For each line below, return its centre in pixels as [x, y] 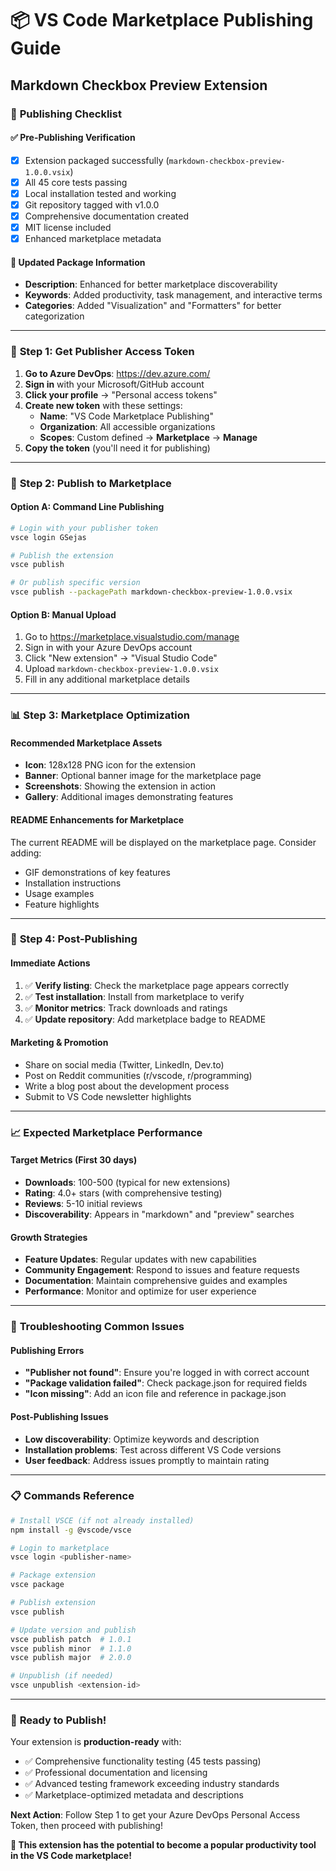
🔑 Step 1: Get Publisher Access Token [102, 352]
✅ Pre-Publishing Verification [73, 138]
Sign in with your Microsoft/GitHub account [114, 384]
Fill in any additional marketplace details [107, 679]
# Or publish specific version [75, 583]
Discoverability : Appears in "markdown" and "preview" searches [159, 1214]
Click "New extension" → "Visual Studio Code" [121, 658]
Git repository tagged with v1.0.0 [92, 204]
